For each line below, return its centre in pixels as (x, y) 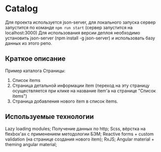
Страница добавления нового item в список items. (65, 101)
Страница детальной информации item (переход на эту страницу (81, 85)
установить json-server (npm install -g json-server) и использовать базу (80, 38)
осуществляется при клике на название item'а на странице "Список (84, 91)
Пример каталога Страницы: (35, 71)
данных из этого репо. (29, 43)
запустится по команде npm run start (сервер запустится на (69, 27)
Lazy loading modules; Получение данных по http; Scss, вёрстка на (75, 128)
